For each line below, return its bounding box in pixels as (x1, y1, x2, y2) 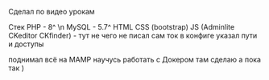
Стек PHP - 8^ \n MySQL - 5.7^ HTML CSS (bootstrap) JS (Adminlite (8, 22, 235, 31)
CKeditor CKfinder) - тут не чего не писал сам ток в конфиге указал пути (8, 31, 258, 40)
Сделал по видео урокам (8, 7, 95, 16)
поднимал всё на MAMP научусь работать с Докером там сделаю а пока (8, 55, 262, 64)
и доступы (8, 39, 44, 49)
